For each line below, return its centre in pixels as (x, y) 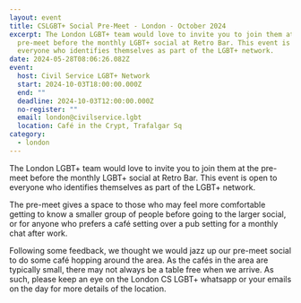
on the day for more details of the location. (88, 289)
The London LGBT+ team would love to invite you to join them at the (134, 168)
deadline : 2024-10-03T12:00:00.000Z (86, 101)
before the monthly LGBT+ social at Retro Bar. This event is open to (154, 177)
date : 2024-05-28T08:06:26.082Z (69, 59)
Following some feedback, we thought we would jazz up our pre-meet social (150, 250)
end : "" (32, 92)
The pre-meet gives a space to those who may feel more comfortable (138, 204)
